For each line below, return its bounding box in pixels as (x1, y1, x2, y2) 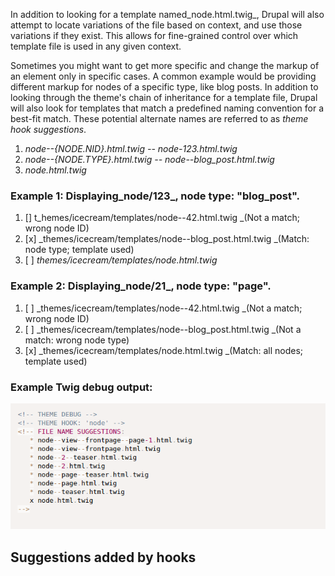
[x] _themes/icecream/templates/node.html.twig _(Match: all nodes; (24, 344, 304, 356)
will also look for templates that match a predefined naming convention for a (10, 102, 325, 114)
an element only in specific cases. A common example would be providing (10, 70, 317, 82)
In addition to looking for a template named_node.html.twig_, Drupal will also (10, 9, 325, 20)
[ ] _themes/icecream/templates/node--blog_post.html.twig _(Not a (24, 323, 302, 335)
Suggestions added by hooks (10, 549, 197, 566)
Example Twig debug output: (10, 380, 153, 394)
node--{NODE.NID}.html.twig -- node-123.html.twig (24, 143, 238, 154)
